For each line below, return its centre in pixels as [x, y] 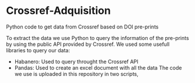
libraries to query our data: [38, 50]
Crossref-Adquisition [58, 11]
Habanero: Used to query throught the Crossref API [76, 62]
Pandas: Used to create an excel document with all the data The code [98, 67]
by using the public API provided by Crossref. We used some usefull [88, 44]
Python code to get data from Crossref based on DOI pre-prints [82, 27]
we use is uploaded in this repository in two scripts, [76, 74]
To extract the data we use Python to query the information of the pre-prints [97, 38]
